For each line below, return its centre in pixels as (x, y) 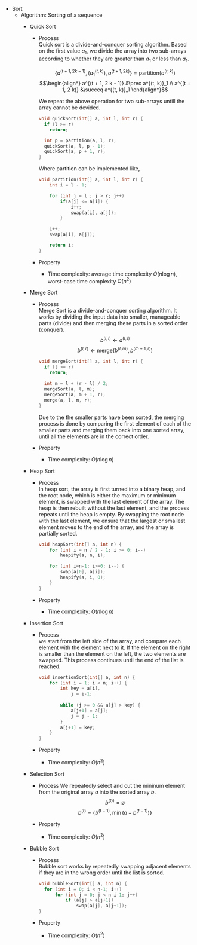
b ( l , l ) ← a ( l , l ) (115, 340)
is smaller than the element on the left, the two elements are (112, 653)
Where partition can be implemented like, (89, 169)
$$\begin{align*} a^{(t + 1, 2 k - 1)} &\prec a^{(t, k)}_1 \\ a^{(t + (115, 84)
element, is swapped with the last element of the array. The (112, 501)
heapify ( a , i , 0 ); (83, 577)
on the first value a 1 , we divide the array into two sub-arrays (113, 51)
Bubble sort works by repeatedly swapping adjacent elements (115, 866)
